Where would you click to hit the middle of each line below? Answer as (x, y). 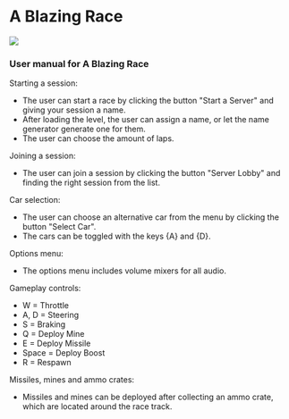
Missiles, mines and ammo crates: (72, 380)
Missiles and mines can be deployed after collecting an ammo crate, (148, 397)
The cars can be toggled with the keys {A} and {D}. (117, 236)
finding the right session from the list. (91, 183)
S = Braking (44, 324)
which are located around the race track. (97, 406)
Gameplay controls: (45, 289)
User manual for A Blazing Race (79, 63)
